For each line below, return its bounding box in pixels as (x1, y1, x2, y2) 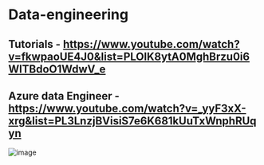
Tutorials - (8, 37, 61, 51)
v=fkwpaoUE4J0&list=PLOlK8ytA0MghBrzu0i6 (8, 49, 250, 63)
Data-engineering (8, 6, 129, 24)
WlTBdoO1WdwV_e (8, 62, 106, 76)
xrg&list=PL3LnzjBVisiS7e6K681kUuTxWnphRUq (8, 114, 257, 128)
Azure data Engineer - (8, 89, 120, 103)
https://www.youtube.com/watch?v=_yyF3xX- (8, 101, 246, 115)
